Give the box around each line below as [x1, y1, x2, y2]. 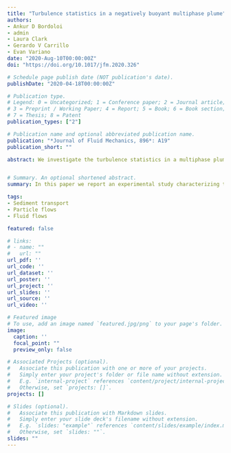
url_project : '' [7, 282, 54, 290]
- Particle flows [7, 206, 57, 213]
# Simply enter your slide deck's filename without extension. [7, 416, 198, 423]
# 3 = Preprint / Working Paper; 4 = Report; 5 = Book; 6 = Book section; [7, 105, 226, 112]
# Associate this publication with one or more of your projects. [7, 365, 208, 372]
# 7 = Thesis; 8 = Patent [7, 112, 81, 119]
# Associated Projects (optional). [7, 359, 109, 365]
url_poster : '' [7, 276, 51, 283]
